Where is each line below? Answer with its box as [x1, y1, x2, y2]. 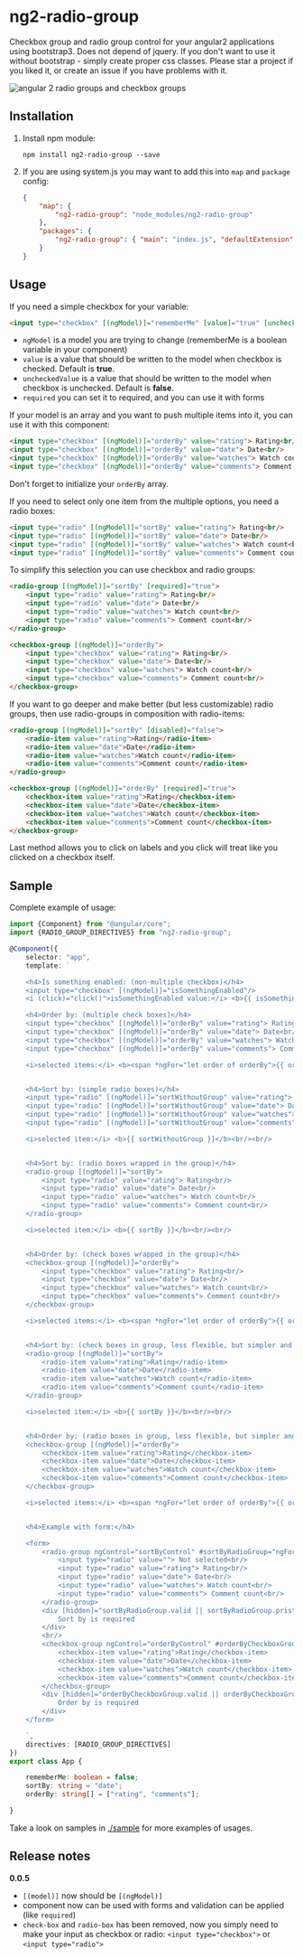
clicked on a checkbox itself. [9, 852, 115, 863]
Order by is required [57, 1699, 140, 1708]
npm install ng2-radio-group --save [22, 150, 161, 159]
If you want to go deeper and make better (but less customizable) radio [9, 698, 274, 709]
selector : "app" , [25, 952, 91, 961]
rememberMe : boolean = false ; [25, 1773, 140, 1782]
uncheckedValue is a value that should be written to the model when [22, 373, 272, 384]
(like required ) [22, 1909, 77, 1920]
